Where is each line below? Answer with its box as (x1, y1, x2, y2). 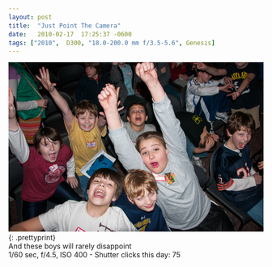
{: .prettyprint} (8, 232, 57, 242)
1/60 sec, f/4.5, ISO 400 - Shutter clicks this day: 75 (8, 249, 181, 259)
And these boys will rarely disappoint (8, 241, 132, 251)
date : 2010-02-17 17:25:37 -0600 (8, 30, 132, 38)
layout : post (8, 13, 53, 21)
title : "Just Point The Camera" (8, 21, 121, 30)
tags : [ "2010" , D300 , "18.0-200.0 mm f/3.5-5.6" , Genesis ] (8, 39, 216, 47)
